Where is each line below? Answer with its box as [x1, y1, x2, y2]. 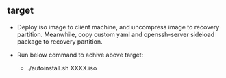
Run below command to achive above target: [16, 51, 144, 59]
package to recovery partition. [16, 37, 103, 46]
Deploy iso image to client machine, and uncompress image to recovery [16, 23, 220, 31]
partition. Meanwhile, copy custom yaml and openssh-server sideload [16, 30, 215, 38]
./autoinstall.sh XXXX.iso [27, 64, 97, 72]
